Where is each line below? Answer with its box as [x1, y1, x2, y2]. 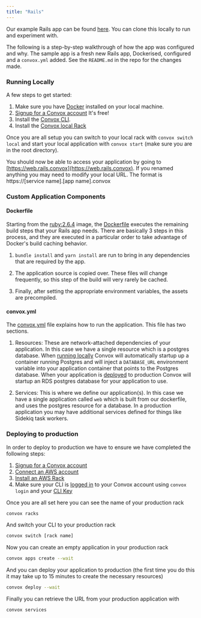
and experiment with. [6, 31, 59, 39]
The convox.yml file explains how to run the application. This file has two [6, 321, 186, 329]
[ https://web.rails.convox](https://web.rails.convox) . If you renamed [6, 164, 174, 171]
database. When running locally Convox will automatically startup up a [14, 352, 189, 359]
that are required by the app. [14, 258, 86, 265]
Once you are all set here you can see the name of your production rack [6, 499, 184, 506]
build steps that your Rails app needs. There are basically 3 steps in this [6, 227, 184, 235]
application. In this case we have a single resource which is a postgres [14, 345, 190, 353]
